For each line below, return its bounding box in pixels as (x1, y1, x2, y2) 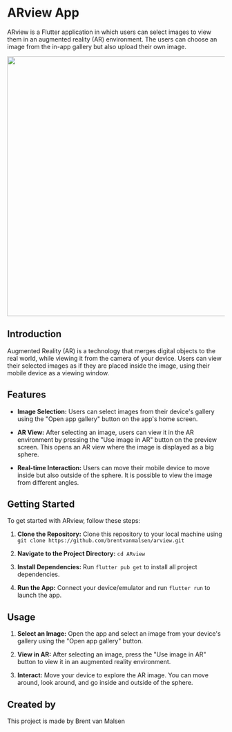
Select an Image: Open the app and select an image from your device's (17, 630, 221, 638)
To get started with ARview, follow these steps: (7, 517, 140, 525)
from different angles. (17, 478, 79, 486)
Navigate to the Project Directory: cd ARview (17, 549, 146, 558)
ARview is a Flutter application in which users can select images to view (7, 28, 212, 36)
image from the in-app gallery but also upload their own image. (7, 42, 186, 51)
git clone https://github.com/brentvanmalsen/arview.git (17, 537, 185, 544)
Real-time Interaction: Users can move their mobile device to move (17, 463, 211, 472)
